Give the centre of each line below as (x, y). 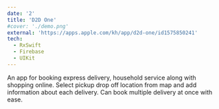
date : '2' (21, 13)
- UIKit (24, 58)
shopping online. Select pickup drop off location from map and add (102, 85)
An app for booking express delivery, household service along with (102, 77)
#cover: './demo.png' (38, 26)
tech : (15, 39)
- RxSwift (27, 45)
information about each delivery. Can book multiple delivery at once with (110, 92)
